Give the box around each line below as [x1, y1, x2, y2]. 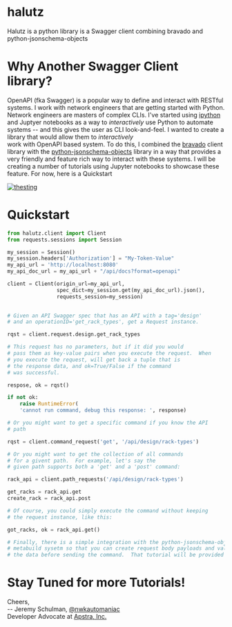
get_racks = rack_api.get [7, 488, 81, 496]
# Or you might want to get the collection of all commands [7, 450, 184, 458]
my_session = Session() [7, 249, 76, 255]
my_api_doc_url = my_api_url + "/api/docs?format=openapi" [7, 268, 181, 275]
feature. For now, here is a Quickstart [7, 169, 113, 177]
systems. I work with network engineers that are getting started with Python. [7, 103, 225, 111]
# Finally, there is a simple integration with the [7, 539, 159, 546]
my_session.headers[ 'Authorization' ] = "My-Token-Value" [7, 255, 175, 262]
